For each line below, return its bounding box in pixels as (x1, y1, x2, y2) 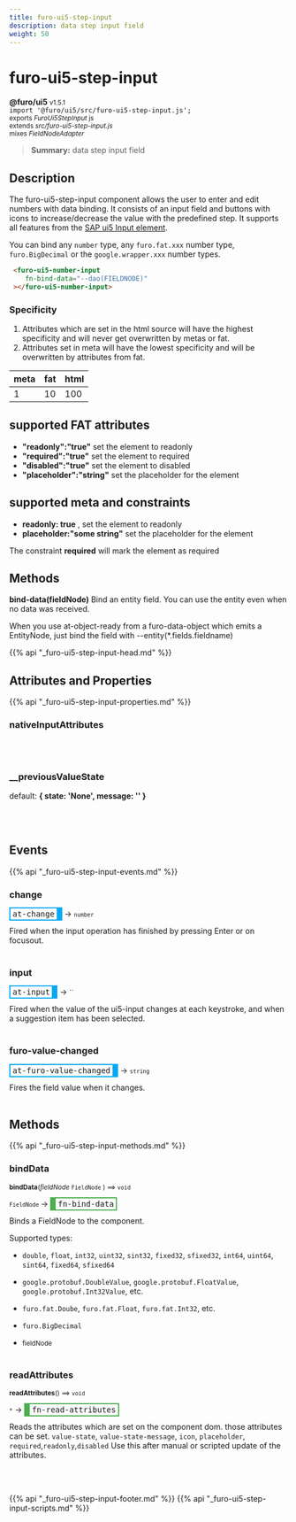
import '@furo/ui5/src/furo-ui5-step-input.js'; (9, 106, 192, 115)
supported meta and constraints (9, 495, 191, 510)
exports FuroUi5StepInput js (9, 114, 95, 123)
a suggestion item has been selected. (9, 1013, 146, 1024)
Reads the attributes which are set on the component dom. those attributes (9, 1422, 283, 1432)
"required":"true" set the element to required (21, 451, 190, 461)
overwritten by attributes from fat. (21, 352, 146, 363)
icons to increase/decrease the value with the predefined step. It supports (9, 213, 279, 224)
